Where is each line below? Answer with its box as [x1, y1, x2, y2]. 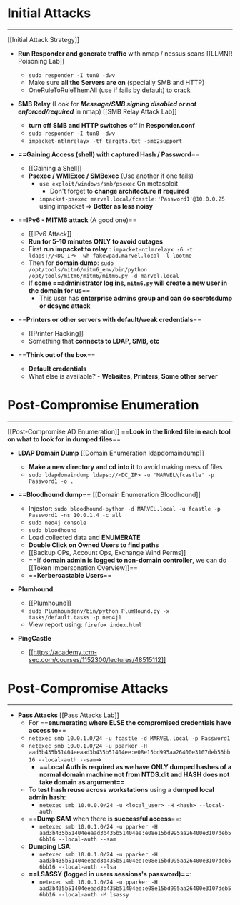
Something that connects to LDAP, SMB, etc [28, 336, 160, 345]
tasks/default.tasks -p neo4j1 [28, 614, 122, 621]
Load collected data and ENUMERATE [28, 533, 141, 541]
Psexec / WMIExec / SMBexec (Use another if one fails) [28, 171, 194, 180]
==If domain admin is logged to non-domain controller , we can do [28, 556, 227, 564]
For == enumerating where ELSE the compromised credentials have [28, 718, 231, 726]
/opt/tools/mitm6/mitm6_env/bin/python [28, 266, 148, 273]
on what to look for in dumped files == [7, 434, 121, 444]
